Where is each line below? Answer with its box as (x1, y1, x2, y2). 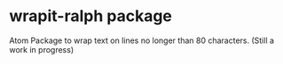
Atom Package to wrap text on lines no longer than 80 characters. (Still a (9, 35, 275, 46)
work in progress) (9, 44, 74, 54)
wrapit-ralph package (9, 6, 173, 26)
